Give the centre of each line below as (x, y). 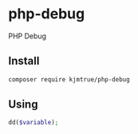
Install (24, 61)
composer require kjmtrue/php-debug (69, 79)
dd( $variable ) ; (34, 123)
